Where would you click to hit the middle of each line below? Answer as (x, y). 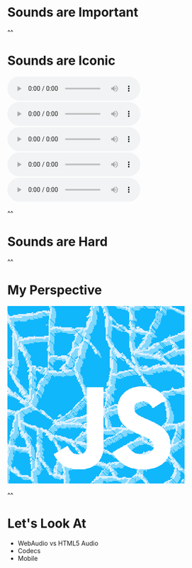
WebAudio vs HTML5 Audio (58, 543)
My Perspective (55, 290)
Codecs (29, 550)
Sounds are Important (73, 12)
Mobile (28, 558)
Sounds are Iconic (61, 61)
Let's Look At (47, 523)
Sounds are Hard (58, 242)
